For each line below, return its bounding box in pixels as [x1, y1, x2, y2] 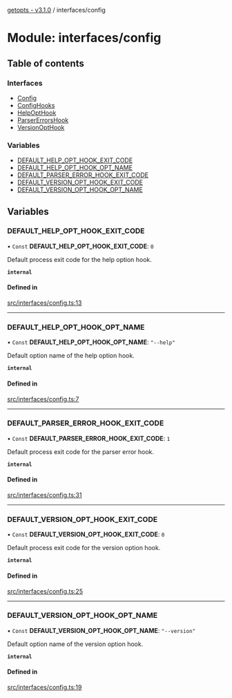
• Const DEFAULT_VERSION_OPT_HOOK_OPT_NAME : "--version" [7, 626, 196, 634]
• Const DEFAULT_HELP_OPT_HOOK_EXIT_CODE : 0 [7, 242, 154, 250]
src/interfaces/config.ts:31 [7, 491, 82, 500]
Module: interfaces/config [7, 30, 162, 46]
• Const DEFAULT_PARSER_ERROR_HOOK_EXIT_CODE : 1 [7, 434, 171, 442]
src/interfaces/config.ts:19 [7, 683, 82, 692]
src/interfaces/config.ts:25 [7, 587, 84, 595]
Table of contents [7, 57, 84, 69]
